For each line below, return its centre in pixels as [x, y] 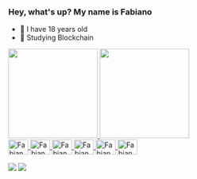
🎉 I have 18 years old [54, 29]
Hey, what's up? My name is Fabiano [80, 12]
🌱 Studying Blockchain [56, 37]
